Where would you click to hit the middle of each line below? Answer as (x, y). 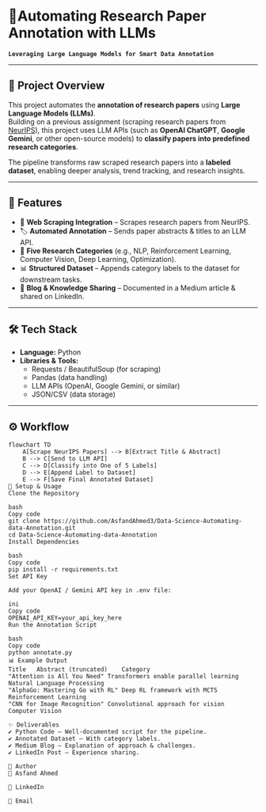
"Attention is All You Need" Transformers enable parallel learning (123, 677)
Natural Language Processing (56, 684)
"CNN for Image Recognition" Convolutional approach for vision (116, 704)
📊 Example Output (38, 661)
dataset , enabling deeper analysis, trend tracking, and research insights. (127, 170)
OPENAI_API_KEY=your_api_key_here (65, 618)
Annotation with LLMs (82, 33)
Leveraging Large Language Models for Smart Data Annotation (111, 54)
